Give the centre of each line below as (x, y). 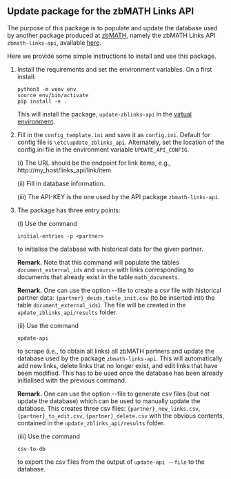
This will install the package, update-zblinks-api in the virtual (104, 114)
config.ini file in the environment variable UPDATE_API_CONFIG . (103, 149)
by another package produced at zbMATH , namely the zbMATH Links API (111, 35)
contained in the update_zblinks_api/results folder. (91, 422)
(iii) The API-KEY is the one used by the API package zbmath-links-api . (119, 196)
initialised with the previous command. (72, 380)
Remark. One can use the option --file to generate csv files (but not (113, 394)
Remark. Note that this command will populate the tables (98, 262)
